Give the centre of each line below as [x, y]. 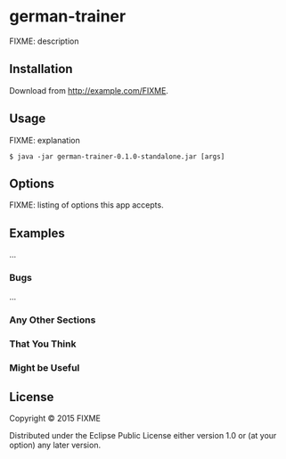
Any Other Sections [53, 320]
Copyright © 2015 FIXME [55, 418]
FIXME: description [44, 41]
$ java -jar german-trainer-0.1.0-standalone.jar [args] [117, 156]
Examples [37, 233]
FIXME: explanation [45, 140]
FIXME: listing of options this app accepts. [86, 205]
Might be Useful [45, 368]
